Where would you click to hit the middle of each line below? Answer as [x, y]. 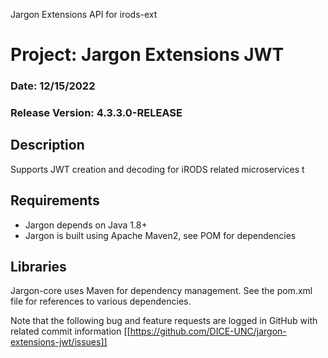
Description [47, 145]
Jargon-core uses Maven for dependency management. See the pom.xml [161, 291]
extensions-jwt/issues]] [59, 342]
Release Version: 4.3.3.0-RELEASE [96, 113]
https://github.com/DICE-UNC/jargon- [208, 331]
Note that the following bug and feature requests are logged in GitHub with [164, 321]
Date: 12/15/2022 [53, 86]
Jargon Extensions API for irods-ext [84, 14]
